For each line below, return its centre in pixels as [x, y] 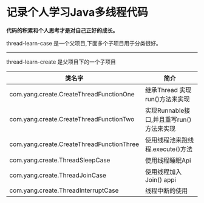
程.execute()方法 [169, 149]
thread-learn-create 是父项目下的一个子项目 [61, 62]
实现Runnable [165, 110]
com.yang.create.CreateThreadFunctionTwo [72, 119]
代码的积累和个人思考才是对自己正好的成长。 [62, 30]
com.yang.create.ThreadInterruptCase [64, 190]
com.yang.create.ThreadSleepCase [60, 160]
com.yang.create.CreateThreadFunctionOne [72, 94]
